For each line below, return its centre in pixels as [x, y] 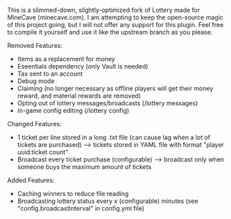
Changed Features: [35, 124]
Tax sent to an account [50, 73]
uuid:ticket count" [43, 152]
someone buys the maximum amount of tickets [84, 167]
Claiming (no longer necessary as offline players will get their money [115, 88]
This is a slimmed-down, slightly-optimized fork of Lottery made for [104, 10]
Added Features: [31, 180]
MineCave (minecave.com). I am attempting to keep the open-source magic [115, 17]
